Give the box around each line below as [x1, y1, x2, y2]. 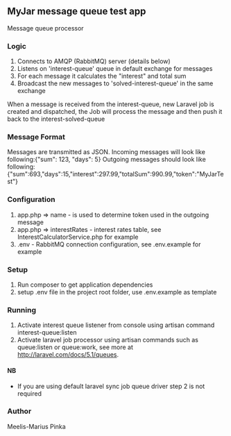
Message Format [7, 132, 66, 142]
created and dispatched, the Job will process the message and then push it [7, 108, 223, 116]
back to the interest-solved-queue [7, 115, 105, 124]
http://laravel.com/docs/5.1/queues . [17, 351, 119, 359]
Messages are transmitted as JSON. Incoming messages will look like [7, 148, 206, 156]
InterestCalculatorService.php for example [17, 233, 139, 241]
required [17, 389, 42, 398]
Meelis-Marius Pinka [7, 422, 66, 430]
